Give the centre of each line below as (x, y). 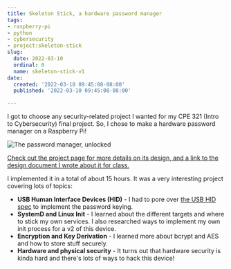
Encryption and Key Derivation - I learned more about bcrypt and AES (118, 236)
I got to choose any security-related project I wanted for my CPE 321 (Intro (113, 117)
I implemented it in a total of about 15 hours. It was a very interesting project (115, 179)
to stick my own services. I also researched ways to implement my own (119, 221)
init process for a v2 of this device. (66, 229)
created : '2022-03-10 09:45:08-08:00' (70, 84)
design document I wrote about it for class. (68, 165)
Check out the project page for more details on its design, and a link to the (113, 158)
